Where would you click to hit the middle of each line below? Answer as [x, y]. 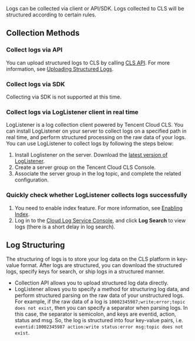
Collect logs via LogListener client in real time [73, 112]
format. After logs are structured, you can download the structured [101, 265]
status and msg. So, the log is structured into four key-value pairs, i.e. [99, 320]
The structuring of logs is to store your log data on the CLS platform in [91, 259]
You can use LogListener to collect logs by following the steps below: [90, 144]
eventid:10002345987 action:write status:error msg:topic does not [99, 327]
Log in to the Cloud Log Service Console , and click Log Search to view [100, 220]
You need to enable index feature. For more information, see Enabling [99, 208]
